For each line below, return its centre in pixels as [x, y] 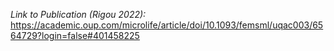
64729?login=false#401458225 [75, 35]
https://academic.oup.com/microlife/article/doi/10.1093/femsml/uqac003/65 [167, 25]
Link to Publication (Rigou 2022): [78, 14]
